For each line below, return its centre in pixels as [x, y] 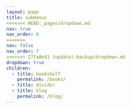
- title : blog [29, 91]
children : [19, 68]
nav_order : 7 [23, 51]
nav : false [20, 46]
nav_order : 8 [23, 35]
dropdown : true [25, 62]
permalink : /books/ [42, 79]
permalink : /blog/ [40, 96]
